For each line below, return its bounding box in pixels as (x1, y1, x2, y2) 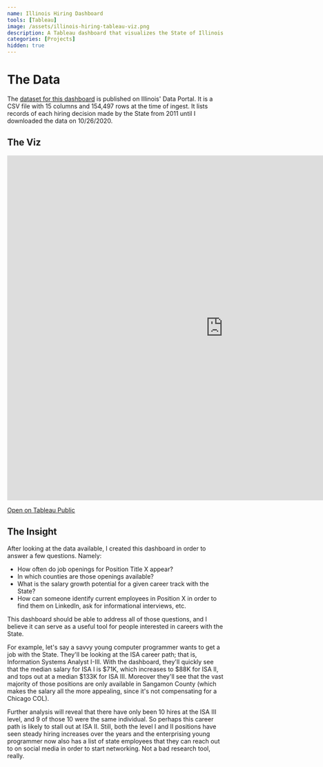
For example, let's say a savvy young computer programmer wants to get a (7, 643, 221, 651)
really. (7, 751, 25, 759)
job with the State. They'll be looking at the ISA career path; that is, (7, 650, 197, 659)
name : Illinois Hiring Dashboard (7, 10, 104, 17)
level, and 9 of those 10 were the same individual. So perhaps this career (7, 715, 214, 723)
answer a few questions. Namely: (7, 551, 102, 559)
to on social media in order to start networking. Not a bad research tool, (7, 744, 211, 753)
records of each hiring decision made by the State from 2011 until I (7, 109, 196, 117)
